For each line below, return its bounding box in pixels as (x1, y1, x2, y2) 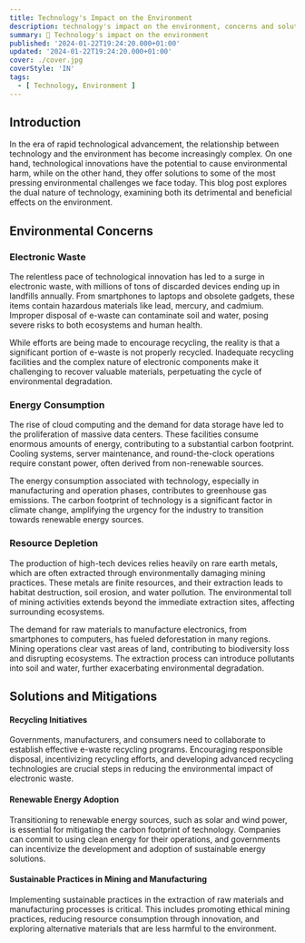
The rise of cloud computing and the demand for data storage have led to (9, 420, 284, 431)
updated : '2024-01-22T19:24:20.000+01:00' (9, 47, 172, 56)
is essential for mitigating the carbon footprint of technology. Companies (9, 824, 281, 835)
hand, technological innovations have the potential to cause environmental (9, 158, 288, 169)
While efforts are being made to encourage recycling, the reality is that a (9, 338, 280, 349)
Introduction (9, 115, 82, 130)
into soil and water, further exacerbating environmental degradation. (9, 662, 265, 674)
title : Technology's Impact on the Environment (9, 13, 193, 23)
